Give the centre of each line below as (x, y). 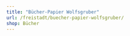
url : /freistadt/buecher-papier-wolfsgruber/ (65, 18)
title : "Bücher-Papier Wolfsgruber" (53, 12)
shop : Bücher (23, 23)
